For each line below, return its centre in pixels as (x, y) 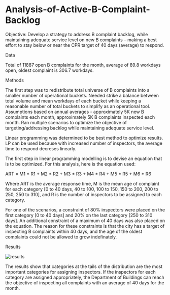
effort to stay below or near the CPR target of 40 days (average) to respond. (85, 45)
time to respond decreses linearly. (41, 148)
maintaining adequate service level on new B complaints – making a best (81, 40)
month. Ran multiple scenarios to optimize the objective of (66, 122)
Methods (15, 80)
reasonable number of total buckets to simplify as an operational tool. (78, 106)
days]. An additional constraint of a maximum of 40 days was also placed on (85, 221)
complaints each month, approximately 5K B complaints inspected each (80, 117)
